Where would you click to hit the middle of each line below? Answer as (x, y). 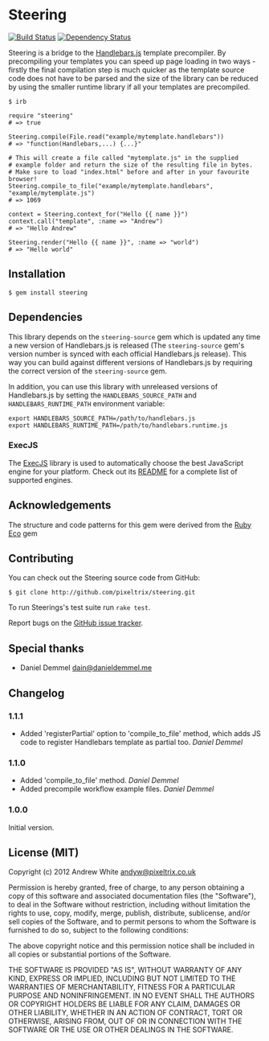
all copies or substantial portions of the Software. (90, 954)
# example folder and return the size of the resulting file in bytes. (130, 165)
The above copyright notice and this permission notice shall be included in (131, 946)
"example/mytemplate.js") (51, 193)
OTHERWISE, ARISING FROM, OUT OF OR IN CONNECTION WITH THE (125, 1021)
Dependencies (45, 317)
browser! (23, 179)
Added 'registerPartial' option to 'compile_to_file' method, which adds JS (140, 733)
